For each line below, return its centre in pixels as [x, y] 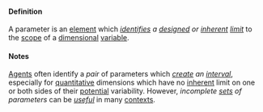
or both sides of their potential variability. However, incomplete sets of [125, 91]
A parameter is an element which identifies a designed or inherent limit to [130, 29]
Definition [25, 11]
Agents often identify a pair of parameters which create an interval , [121, 74]
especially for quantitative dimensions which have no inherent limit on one [132, 83]
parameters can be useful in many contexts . [82, 100]
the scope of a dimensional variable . [69, 38]
